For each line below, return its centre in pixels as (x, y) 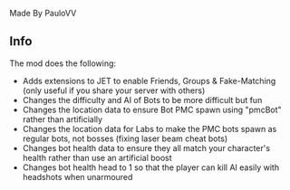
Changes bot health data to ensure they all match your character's (146, 147)
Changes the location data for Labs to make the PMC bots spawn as (150, 128)
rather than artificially (62, 119)
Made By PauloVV (43, 13)
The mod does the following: (63, 63)
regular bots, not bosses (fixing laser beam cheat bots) (125, 138)
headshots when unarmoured (77, 176)
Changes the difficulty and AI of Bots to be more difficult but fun (142, 100)
